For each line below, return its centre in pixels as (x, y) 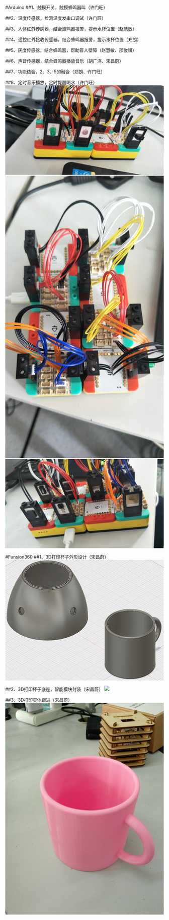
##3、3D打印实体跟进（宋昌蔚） (39, 700)
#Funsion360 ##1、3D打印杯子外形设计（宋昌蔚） (57, 557)
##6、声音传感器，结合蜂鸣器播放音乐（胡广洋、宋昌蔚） (65, 61)
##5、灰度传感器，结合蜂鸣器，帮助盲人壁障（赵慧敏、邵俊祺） (71, 50)
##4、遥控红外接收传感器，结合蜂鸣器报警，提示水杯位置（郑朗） (73, 40)
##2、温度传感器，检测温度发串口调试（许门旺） (56, 18)
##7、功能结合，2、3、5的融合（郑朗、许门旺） (55, 72)
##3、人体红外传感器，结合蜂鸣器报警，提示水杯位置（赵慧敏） (71, 29)
